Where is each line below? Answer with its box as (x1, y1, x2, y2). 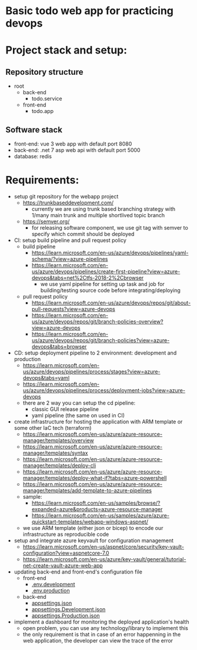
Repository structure (5, 67, 84, 77)
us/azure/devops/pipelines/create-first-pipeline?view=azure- (31, 268, 181, 275)
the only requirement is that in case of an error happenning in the (22, 631, 181, 638)
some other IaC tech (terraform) (14, 424, 92, 431)
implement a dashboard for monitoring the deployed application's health (14, 618, 189, 625)
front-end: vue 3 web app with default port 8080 (14, 140, 132, 147)
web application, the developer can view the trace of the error (22, 637, 173, 644)
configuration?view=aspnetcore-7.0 (22, 549, 109, 556)
